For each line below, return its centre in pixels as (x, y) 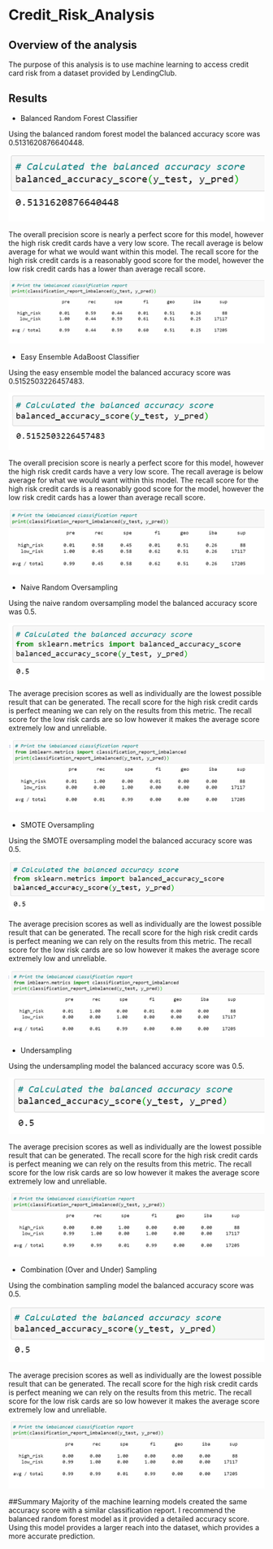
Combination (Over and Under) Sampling (88, 1270)
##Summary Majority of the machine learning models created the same (128, 1501)
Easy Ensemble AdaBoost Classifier (80, 357)
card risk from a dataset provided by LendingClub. (93, 73)
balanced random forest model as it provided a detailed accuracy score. (129, 1519)
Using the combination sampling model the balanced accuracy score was (131, 1285)
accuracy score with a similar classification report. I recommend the (122, 1510)
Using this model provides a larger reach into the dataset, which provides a (134, 1527)
